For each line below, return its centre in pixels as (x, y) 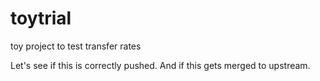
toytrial (41, 18)
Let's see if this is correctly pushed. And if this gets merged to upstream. (160, 65)
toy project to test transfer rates (76, 46)
